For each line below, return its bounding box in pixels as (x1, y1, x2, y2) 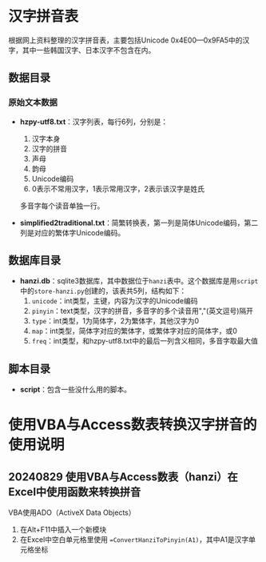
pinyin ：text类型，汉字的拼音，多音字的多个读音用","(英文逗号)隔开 (31, 306, 254, 316)
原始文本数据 (8, 97, 58, 108)
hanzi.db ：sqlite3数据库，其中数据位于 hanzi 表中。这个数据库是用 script (19, 276, 259, 286)
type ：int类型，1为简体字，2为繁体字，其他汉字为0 (31, 316, 200, 326)
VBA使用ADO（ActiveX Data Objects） (8, 508, 136, 517)
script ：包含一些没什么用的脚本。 (19, 385, 132, 395)
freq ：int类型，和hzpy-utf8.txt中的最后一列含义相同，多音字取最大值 (31, 336, 258, 346)
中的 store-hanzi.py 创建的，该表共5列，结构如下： (19, 286, 187, 296)
